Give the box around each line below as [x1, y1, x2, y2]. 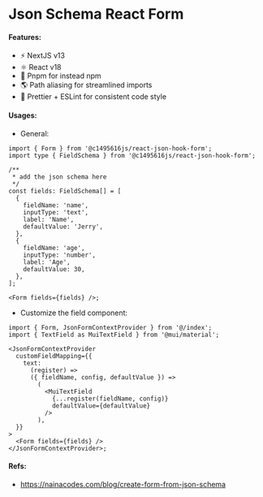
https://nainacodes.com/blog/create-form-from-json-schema [19, 479, 226, 489]
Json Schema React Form [8, 5, 184, 24]
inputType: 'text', [23, 208, 89, 216]
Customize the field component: [19, 308, 128, 318]
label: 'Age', [23, 257, 71, 266]
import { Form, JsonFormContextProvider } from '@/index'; [8, 323, 213, 331]
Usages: [8, 110, 37, 120]
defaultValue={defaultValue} [51, 401, 151, 410]
